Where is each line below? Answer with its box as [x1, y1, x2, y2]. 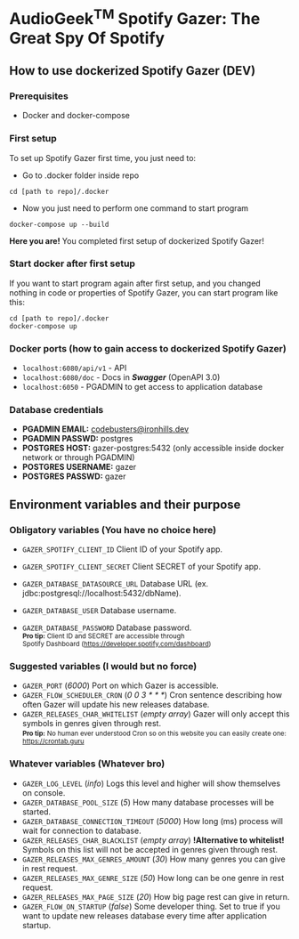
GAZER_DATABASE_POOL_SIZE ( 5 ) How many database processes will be [21, 797, 274, 807]
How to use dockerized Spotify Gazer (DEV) [9, 63, 256, 78]
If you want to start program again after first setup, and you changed [9, 278, 261, 288]
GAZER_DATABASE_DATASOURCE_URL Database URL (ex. [21, 579, 209, 589]
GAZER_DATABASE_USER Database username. [21, 605, 177, 616]
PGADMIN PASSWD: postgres [21, 433, 133, 444]
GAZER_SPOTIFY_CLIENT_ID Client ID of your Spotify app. [21, 544, 223, 554]
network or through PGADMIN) [21, 452, 135, 463]
